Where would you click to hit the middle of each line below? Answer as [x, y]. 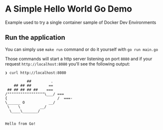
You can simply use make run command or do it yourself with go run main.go [81, 49]
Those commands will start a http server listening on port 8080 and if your [79, 59]
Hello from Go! [20, 124]
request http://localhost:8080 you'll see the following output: [68, 64]
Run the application [35, 38]
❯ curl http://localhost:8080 [36, 73]
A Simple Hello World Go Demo [69, 9]
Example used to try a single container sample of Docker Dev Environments [81, 22]
